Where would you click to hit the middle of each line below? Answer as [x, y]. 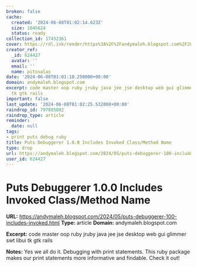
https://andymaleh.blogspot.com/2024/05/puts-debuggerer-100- [98, 217]
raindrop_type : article [35, 115]
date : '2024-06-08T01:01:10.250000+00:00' [59, 77]
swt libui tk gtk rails [29, 241]
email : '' [23, 66]
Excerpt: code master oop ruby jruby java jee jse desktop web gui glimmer [96, 234]
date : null [25, 126]
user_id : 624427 [26, 159]
